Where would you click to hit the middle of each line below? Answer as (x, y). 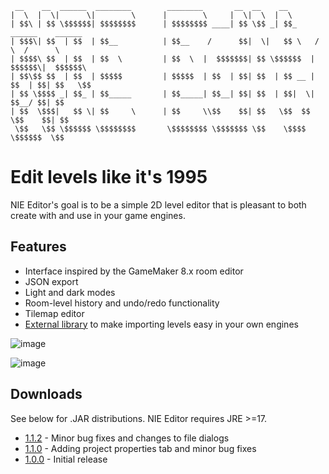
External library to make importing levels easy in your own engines (161, 324)
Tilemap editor (54, 313)
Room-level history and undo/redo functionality (122, 303)
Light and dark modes (70, 292)
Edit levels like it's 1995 (109, 177)
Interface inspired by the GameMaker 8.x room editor (134, 271)
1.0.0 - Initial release (66, 459)
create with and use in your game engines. (98, 215)
